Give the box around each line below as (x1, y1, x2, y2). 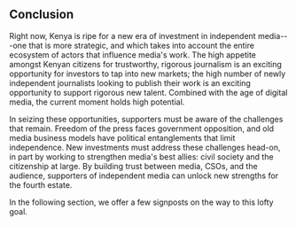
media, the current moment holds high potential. (9, 97, 185, 107)
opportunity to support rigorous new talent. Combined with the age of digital (9, 87, 288, 97)
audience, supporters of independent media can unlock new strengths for (9, 170, 279, 181)
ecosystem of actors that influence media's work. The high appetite (9, 49, 257, 60)
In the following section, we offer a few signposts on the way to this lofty (9, 197, 274, 207)
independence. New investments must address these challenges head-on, (9, 142, 281, 152)
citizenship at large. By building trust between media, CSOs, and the (9, 160, 259, 171)
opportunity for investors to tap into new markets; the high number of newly (9, 68, 286, 79)
